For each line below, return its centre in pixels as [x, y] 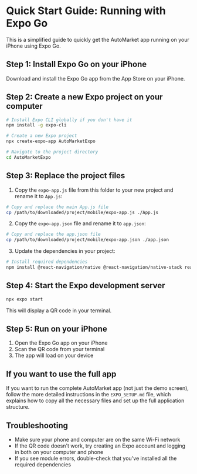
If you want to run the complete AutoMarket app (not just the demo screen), [98, 388]
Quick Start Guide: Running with [86, 11]
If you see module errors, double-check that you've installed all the [96, 458]
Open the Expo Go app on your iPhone [61, 343]
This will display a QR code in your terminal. [59, 311]
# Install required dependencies [47, 262]
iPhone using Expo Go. [34, 46]
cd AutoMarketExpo [28, 157]
